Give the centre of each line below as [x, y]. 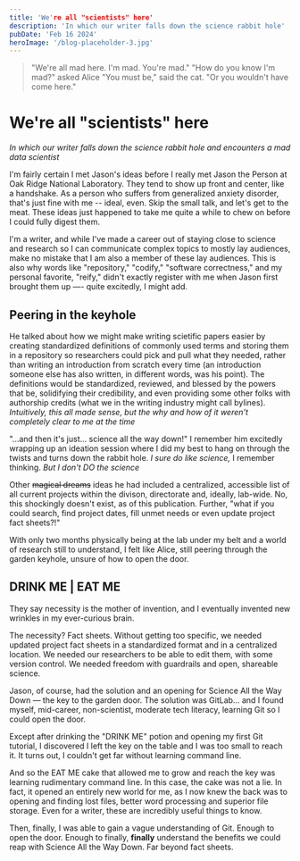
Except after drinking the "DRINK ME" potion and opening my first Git [136, 736]
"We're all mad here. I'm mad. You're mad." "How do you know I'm [153, 68]
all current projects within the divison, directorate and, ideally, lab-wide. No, [149, 494]
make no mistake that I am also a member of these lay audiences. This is [143, 258]
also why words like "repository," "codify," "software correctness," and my [146, 268]
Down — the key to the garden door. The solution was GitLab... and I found [146, 700]
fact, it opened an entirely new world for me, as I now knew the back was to [149, 791]
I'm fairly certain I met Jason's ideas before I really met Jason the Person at [148, 174]
